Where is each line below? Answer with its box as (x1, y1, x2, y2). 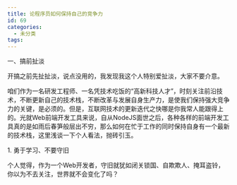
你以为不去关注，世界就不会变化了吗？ (7, 170, 119, 179)
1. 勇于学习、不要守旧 (7, 146, 69, 155)
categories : (7, 23, 42, 30)
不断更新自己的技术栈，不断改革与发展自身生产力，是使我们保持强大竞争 (19, 96, 230, 105)
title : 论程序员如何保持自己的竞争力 (7, 10, 104, 18)
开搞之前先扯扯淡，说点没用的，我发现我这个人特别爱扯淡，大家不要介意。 (7, 72, 224, 80)
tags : (7, 37, 23, 44)
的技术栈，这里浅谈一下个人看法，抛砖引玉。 (7, 131, 138, 140)
